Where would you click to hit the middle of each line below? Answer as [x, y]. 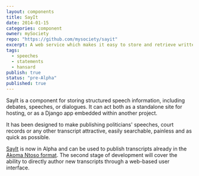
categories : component [34, 28]
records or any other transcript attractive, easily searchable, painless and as [99, 131]
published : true [26, 84]
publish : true [24, 73]
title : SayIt [22, 17]
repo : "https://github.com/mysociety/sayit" [62, 39]
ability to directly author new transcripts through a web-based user [88, 161]
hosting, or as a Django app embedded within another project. [82, 113]
